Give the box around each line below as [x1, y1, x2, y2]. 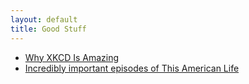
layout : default [10, 14, 78, 25]
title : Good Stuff [10, 24, 87, 34]
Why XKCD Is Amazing [24, 51, 120, 63]
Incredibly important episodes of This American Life [24, 62, 240, 74]
